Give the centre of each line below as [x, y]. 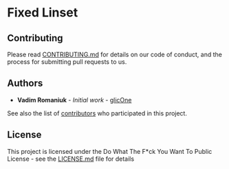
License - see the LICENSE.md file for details [71, 159]
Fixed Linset [43, 13]
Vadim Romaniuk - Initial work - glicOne [74, 100]
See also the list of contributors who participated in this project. [97, 113]
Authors [25, 83]
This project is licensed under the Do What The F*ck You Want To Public [110, 151]
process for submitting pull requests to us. [67, 62]
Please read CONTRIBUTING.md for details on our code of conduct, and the [115, 54]
